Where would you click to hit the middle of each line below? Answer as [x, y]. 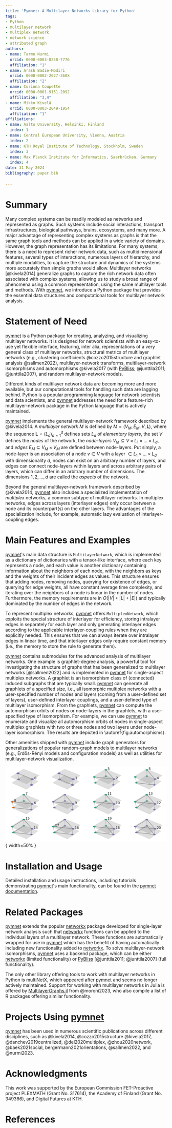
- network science [25, 38]
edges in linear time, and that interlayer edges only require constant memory [86, 641]
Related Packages [44, 912]
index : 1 [19, 130]
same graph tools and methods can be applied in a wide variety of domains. [85, 241]
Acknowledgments [47, 1074]
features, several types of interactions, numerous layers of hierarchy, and [83, 257]
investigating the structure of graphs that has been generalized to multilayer [85, 667]
